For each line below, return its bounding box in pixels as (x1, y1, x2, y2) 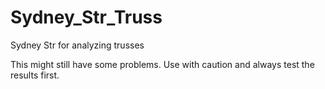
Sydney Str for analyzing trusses (10, 39, 145, 51)
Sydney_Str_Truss (10, 6, 163, 29)
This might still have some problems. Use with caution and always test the (10, 58, 315, 70)
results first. (10, 69, 60, 81)
